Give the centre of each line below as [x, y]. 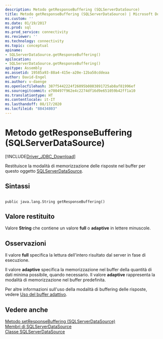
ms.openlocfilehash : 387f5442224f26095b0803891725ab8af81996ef [70, 86]
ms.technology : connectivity [34, 41]
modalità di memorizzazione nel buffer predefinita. [55, 280]
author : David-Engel [26, 77]
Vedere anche [27, 310]
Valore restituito [30, 217]
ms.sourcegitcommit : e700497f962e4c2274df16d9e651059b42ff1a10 [70, 91]
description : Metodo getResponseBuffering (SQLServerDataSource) [72, 9]
